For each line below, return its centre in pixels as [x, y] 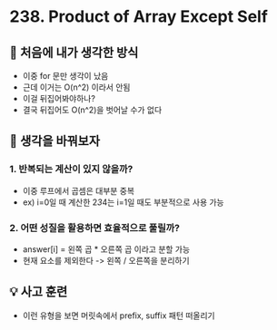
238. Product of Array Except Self [138, 17]
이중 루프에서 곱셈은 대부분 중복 [78, 190]
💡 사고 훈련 [39, 292]
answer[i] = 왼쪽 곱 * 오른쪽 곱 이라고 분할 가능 [106, 249]
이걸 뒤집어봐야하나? [59, 98]
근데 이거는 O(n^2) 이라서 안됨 [76, 87]
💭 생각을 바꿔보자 [54, 141]
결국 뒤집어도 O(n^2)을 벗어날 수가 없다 [92, 110]
